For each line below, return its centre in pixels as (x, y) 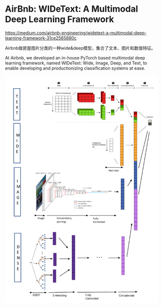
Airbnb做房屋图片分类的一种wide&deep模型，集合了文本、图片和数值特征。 (81, 48)
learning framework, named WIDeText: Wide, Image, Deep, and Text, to (76, 63)
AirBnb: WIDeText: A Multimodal (72, 9)
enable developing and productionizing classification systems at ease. (75, 68)
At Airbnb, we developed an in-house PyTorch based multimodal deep (75, 58)
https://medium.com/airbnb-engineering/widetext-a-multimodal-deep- (76, 33)
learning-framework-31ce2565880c (41, 38)
